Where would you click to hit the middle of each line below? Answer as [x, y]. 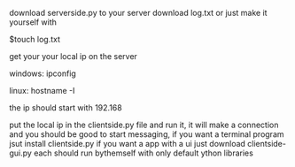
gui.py [21, 153]
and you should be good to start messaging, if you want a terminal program [147, 134]
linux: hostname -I [42, 91]
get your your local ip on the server [73, 56]
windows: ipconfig [43, 73]
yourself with [33, 22]
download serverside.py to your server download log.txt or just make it [138, 13]
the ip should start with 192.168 [66, 108]
